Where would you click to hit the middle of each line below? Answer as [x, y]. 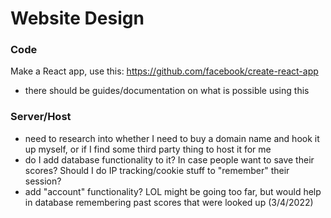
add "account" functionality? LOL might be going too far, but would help [173, 191]
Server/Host [41, 117]
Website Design [77, 18]
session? [43, 181]
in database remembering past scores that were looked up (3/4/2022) [169, 202]
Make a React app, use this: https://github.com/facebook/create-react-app [164, 71]
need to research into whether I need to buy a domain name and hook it [172, 138]
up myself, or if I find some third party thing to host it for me [148, 149]
